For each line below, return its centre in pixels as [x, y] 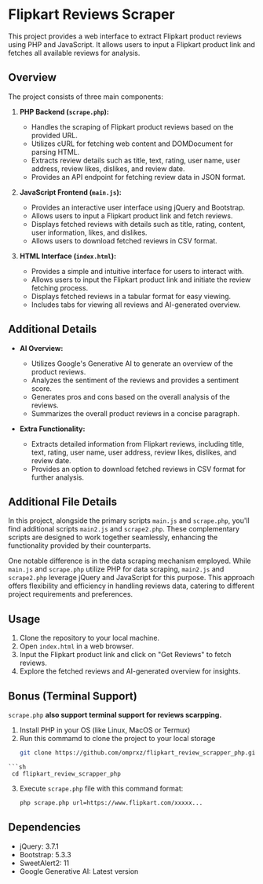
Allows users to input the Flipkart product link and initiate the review [141, 279]
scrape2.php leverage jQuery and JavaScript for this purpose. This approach [131, 578]
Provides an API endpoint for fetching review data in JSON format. [138, 177]
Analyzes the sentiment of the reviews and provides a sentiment [135, 380]
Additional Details [53, 329]
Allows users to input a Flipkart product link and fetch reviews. [132, 216]
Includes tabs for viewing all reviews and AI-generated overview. [136, 305]
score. [42, 388]
